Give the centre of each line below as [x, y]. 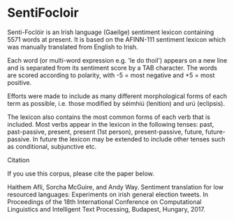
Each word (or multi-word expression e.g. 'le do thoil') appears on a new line [117, 60]
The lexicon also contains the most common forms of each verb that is [109, 117]
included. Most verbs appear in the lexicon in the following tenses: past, [111, 124]
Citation [19, 160]
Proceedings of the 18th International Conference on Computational [104, 202]
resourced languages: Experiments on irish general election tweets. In [108, 194]
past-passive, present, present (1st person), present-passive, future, [105, 132]
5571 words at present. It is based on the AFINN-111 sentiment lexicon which [117, 39]
